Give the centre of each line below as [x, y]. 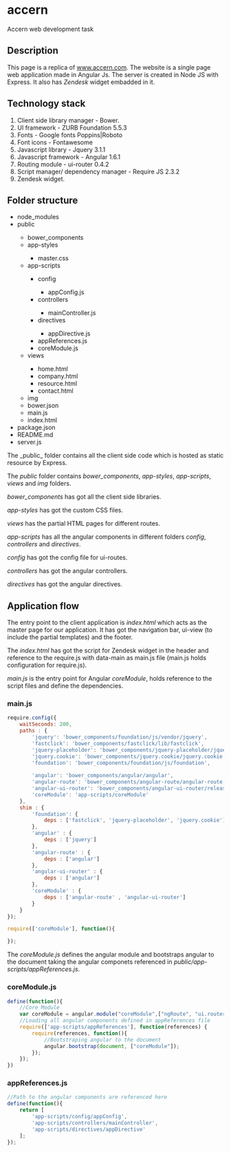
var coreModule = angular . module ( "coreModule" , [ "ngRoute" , [106, 1014]
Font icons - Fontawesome [55, 142]
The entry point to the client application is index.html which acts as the [107, 623]
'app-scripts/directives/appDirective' [89, 1129]
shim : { [32, 808]
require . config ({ [32, 718]
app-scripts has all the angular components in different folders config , [107, 537]
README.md [35, 435]
